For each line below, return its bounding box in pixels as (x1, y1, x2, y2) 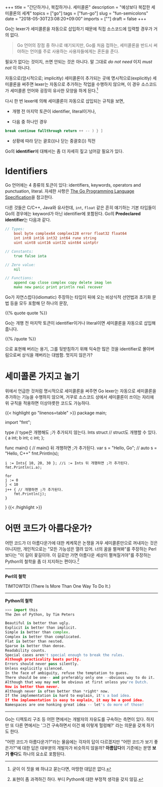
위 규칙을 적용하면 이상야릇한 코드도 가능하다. (5, 400, 91, 406)
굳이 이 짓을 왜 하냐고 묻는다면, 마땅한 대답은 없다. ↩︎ (12, 766, 112, 771)
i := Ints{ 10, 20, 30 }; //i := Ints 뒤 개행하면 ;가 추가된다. (5, 461, 130, 466)
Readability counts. (5, 648, 47, 653)
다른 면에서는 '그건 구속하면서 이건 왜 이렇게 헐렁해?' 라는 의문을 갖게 (15, 723, 146, 728)
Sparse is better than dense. (5, 643, 66, 648)
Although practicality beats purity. (5, 657, 81, 662)
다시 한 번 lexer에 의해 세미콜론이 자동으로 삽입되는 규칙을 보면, (5, 98, 125, 104)
